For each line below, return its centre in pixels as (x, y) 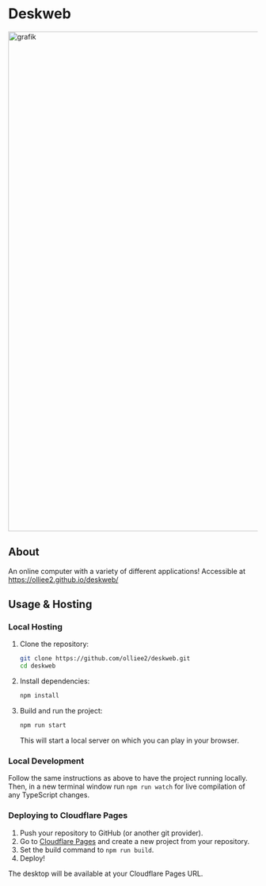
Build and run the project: (61, 711)
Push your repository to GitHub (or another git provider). (111, 833)
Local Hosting (36, 627)
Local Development (46, 761)
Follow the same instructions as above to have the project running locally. (128, 778)
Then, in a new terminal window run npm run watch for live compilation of (127, 787)
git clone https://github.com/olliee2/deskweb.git (105, 659)
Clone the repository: (54, 644)
